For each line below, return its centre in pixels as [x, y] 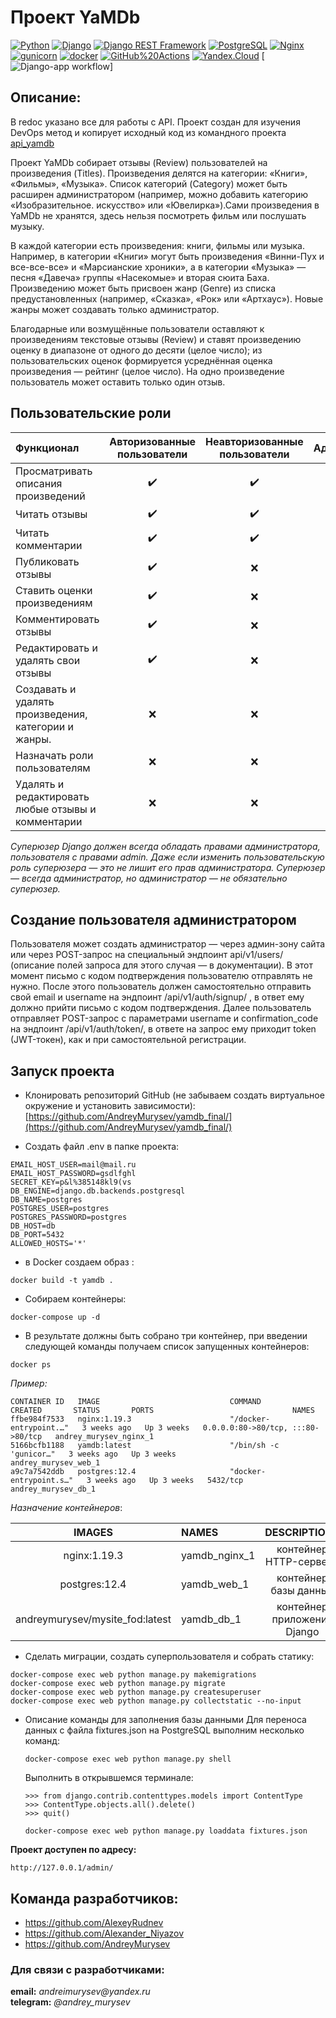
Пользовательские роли [91, 413]
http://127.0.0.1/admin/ [62, 1868]
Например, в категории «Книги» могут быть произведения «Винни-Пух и [167, 256]
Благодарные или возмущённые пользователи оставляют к [137, 328]
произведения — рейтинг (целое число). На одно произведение [147, 371]
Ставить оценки [54, 590]
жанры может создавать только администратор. [115, 309]
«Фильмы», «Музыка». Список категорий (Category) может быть [149, 183]
